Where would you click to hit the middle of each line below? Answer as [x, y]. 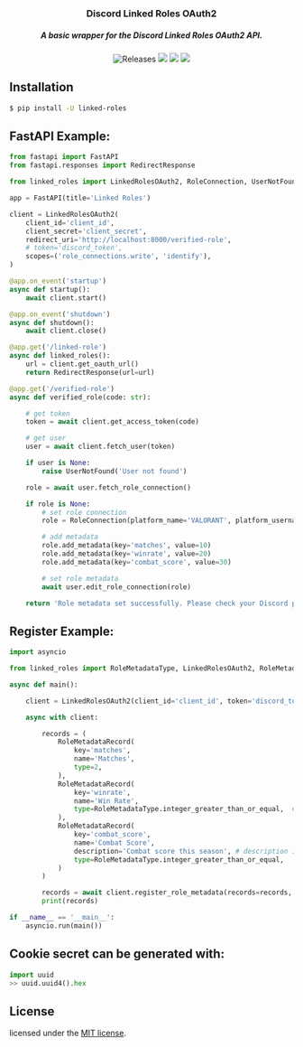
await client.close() [66, 331]
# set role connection [84, 512]
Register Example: [62, 631]
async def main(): [44, 685]
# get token [48, 414]
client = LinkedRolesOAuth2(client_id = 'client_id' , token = [139, 701]
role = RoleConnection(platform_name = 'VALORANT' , [137, 521]
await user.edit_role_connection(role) [117, 587]
